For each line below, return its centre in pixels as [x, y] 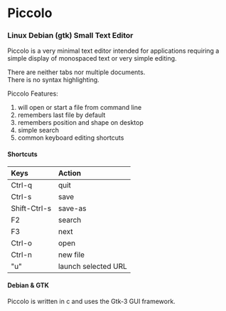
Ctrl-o [22, 243]
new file [71, 255]
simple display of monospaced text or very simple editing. [92, 58]
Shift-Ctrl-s [31, 208]
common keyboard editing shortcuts [71, 138]
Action [70, 173]
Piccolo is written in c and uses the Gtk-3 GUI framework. [91, 301]
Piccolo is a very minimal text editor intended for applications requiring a [113, 51]
